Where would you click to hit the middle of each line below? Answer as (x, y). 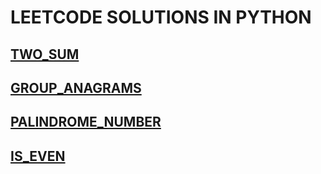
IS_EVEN (38, 156)
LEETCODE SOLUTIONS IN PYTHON (161, 17)
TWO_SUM (45, 54)
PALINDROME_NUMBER (86, 122)
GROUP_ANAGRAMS (76, 87)
